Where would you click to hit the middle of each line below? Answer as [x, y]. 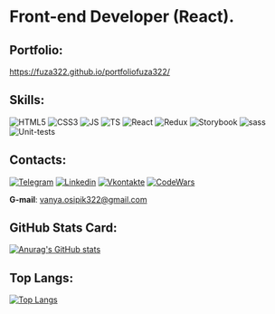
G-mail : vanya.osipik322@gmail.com [78, 199]
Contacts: [38, 160]
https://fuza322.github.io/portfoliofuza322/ [90, 71]
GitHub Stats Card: [63, 228]
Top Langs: [42, 278]
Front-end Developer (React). [122, 17]
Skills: [27, 100]
